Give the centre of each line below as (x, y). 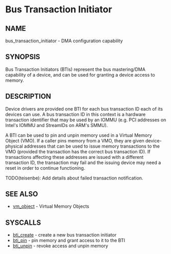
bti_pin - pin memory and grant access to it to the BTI (69, 241)
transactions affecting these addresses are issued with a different (74, 157)
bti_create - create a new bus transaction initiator (65, 235)
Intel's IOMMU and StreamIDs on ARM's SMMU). (57, 125)
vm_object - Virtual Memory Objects (51, 206)
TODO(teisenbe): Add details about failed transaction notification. (74, 178)
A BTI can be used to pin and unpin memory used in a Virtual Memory (79, 135)
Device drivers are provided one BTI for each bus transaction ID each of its (84, 108)
